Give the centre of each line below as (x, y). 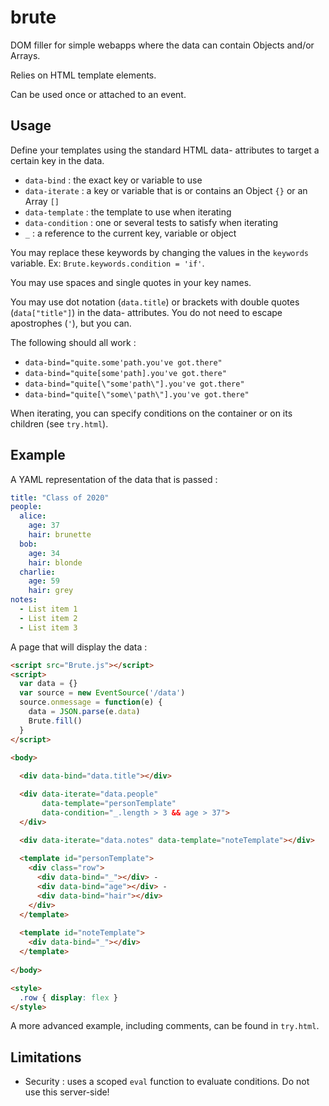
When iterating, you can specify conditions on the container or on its (151, 413)
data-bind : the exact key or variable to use (113, 180)
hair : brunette (60, 535)
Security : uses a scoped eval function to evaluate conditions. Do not (167, 1082)
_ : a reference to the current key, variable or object (130, 233)
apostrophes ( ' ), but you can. (71, 323)
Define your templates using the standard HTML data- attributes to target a (165, 150)
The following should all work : (73, 342)
